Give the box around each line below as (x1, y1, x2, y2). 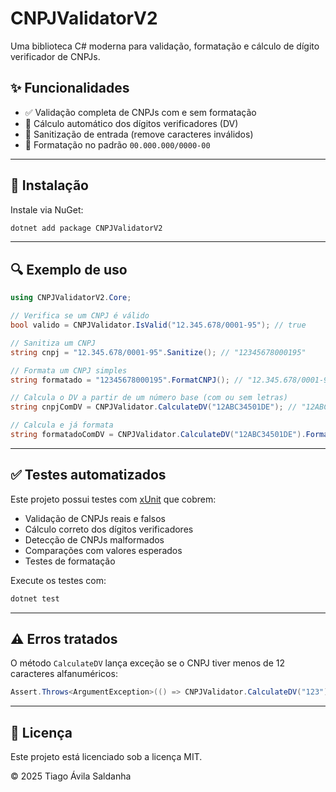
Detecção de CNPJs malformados (24, 533, 165, 546)
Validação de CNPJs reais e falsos (24, 512, 166, 524)
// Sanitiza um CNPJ (10, 338, 97, 348)
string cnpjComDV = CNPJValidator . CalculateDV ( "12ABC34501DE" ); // (10, 402, 298, 412)
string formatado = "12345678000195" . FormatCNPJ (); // (10, 375, 244, 385)
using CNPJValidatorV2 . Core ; (10, 293, 132, 303)
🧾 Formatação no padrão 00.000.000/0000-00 (24, 138, 211, 151)
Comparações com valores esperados (24, 544, 183, 556)
